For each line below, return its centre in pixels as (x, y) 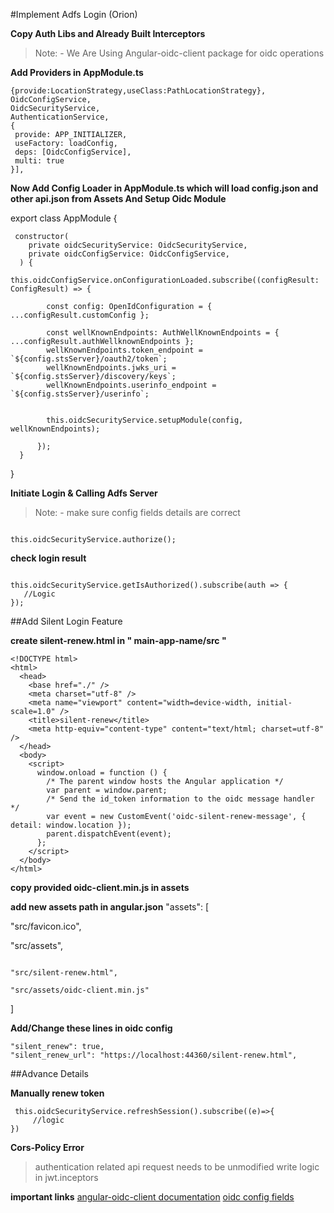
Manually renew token (57, 1093)
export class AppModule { (64, 218)
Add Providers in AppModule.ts (77, 72)
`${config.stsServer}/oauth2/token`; (89, 359)
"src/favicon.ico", (46, 926)
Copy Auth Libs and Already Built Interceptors (108, 33)
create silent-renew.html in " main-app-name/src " (118, 640)
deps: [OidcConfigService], (73, 152)
